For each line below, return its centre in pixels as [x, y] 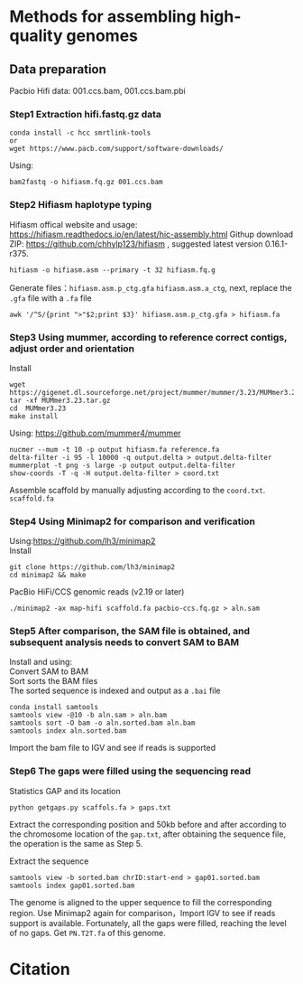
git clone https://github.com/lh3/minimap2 [92, 567]
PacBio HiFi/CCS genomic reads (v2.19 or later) [97, 592]
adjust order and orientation [72, 348]
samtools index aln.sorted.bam [68, 731]
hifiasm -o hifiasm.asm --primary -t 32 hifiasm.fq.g [113, 270]
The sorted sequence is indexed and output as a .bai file [115, 691]
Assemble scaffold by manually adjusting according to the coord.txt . [138, 490]
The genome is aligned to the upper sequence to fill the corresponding [141, 902]
